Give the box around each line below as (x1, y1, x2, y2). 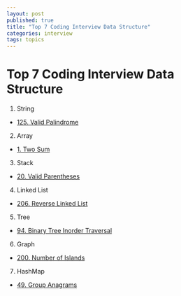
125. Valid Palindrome (16, 118, 79, 127)
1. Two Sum (16, 145, 50, 154)
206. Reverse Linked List (16, 199, 88, 208)
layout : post (6, 10, 45, 17)
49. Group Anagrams (16, 281, 78, 289)
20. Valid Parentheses (16, 172, 80, 181)
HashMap (16, 267, 45, 276)
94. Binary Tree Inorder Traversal (16, 227, 113, 235)
